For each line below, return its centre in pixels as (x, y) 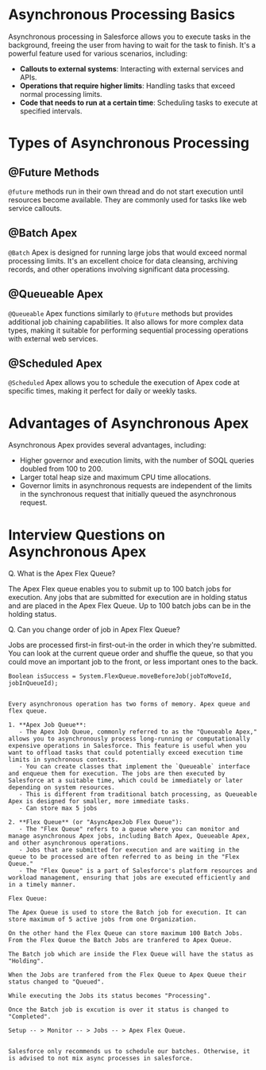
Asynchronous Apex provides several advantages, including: (107, 445)
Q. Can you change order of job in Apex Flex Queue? (94, 629)
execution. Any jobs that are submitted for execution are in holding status (128, 598)
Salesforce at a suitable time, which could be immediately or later (126, 781)
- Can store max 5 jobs (58, 808)
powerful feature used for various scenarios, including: (98, 53)
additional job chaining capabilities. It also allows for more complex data (126, 321)
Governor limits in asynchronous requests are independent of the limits (136, 486)
